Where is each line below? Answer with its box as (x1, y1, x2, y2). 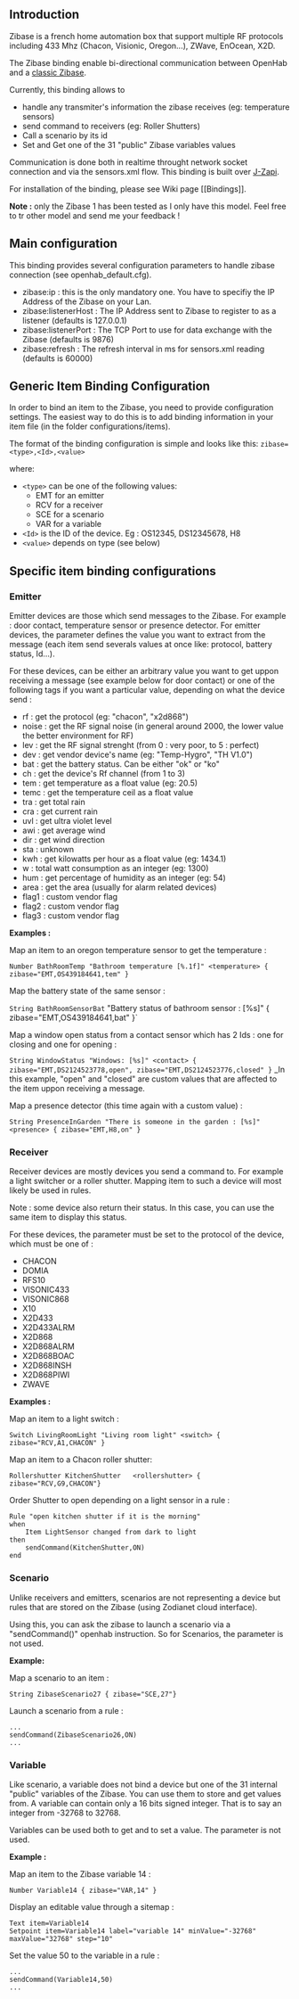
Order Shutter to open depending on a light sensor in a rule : (9, 1495, 230, 1506)
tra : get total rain (21, 797, 86, 808)
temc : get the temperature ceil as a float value (21, 787, 194, 798)
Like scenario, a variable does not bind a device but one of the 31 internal (9, 1779, 278, 1790)
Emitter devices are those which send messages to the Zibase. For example (9, 611, 287, 621)
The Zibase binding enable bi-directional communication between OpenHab (9, 57, 287, 68)
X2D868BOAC (21, 1351, 75, 1361)
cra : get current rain (21, 806, 98, 817)
